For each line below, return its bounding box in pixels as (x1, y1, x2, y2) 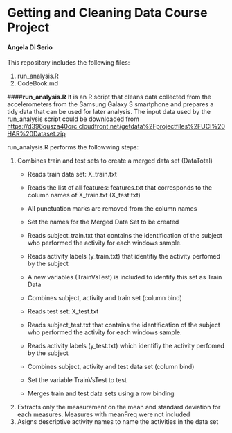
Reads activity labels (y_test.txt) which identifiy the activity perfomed (27, 342, 225, 350)
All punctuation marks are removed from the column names (27, 204, 197, 213)
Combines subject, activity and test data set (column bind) (27, 363, 195, 371)
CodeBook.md (17, 79, 59, 88)
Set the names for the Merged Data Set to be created (27, 218, 179, 227)
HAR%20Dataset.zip (7, 130, 66, 138)
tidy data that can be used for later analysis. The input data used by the (7, 108, 211, 116)
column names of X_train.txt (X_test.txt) (27, 191, 141, 199)
